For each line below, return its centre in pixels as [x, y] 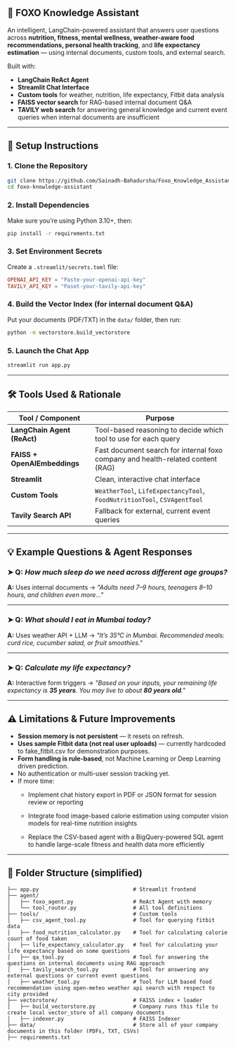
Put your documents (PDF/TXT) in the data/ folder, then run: [94, 319]
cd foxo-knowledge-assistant [50, 187]
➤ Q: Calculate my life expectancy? [69, 668]
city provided [28, 994]
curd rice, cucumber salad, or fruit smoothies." [75, 642]
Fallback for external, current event [152, 511]
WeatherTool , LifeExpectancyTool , [150, 490]
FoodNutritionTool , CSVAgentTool [149, 499]
